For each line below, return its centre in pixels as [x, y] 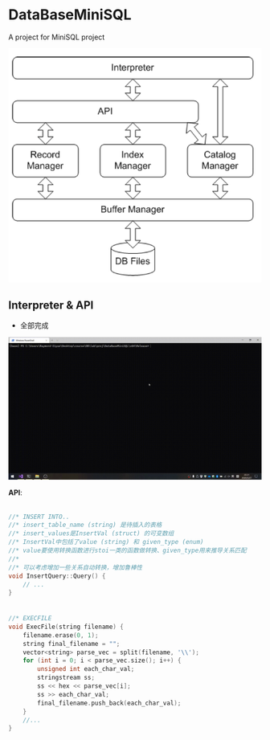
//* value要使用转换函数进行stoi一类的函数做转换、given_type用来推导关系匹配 [127, 551]
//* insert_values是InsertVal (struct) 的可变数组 [91, 534]
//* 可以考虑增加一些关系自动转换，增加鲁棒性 [76, 567]
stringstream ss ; [66, 678]
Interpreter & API [51, 305]
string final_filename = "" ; [72, 644]
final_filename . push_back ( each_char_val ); [109, 703]
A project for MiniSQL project [57, 37]
